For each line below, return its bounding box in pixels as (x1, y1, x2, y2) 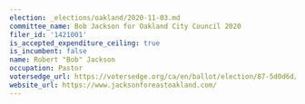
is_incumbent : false (9, 47, 88, 56)
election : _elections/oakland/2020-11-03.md (9, 13, 181, 23)
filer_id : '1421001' (9, 30, 88, 39)
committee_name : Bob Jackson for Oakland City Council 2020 (9, 22, 242, 31)
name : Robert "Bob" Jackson (9, 55, 116, 64)
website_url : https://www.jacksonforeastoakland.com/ (9, 80, 218, 90)
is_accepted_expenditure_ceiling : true (9, 38, 161, 48)
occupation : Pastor (9, 64, 84, 73)
